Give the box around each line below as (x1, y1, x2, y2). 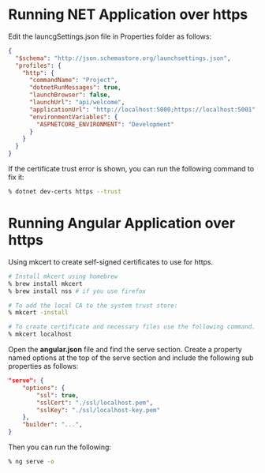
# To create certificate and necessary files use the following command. (8, 323, 256, 331)
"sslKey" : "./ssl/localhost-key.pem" (36, 406, 160, 414)
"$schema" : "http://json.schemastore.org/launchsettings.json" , (15, 54, 231, 62)
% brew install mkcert (8, 280, 83, 287)
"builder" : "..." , (22, 421, 83, 429)
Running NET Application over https (8, 6, 248, 24)
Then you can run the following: (8, 442, 112, 452)
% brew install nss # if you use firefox (8, 287, 147, 295)
